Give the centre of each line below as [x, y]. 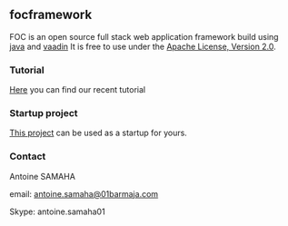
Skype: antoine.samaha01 [58, 211]
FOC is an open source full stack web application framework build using [144, 36]
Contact [28, 156]
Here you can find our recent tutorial [78, 90]
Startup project [44, 113]
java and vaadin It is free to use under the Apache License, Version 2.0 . [143, 46]
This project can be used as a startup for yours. [99, 133]
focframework [51, 15]
